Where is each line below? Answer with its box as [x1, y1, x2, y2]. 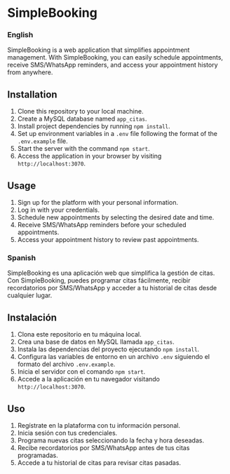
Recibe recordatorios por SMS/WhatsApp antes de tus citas [17, 444, 190, 452]
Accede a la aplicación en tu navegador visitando [17, 375, 160, 384]
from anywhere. [7, 68, 53, 76]
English [7, 30, 34, 40]
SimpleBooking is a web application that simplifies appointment [7, 46, 190, 54]
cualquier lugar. [7, 291, 53, 299]
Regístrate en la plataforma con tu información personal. [17, 421, 181, 430]
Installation [7, 88, 57, 100]
